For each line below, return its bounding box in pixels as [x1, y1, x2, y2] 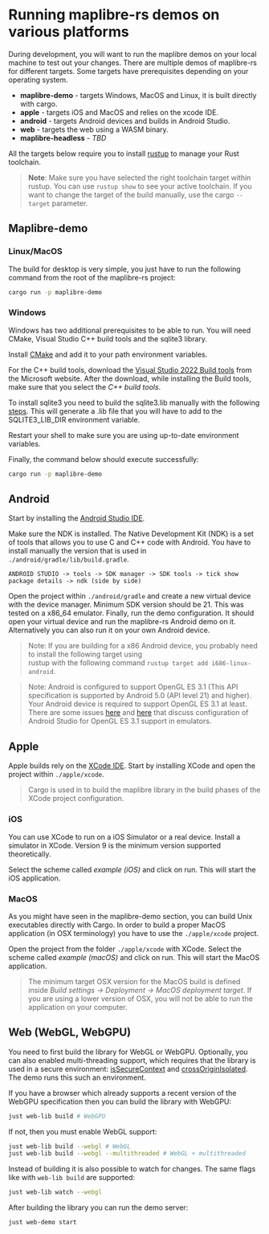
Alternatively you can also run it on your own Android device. [8, 625, 210, 635]
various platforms [8, 22, 130, 41]
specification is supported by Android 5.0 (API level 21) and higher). [27, 691, 252, 701]
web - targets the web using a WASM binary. [19, 125, 169, 134]
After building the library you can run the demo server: [8, 1203, 189, 1212]
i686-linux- [211, 660, 251, 668]
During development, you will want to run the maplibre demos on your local [8, 49, 257, 59]
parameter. [51, 198, 88, 208]
